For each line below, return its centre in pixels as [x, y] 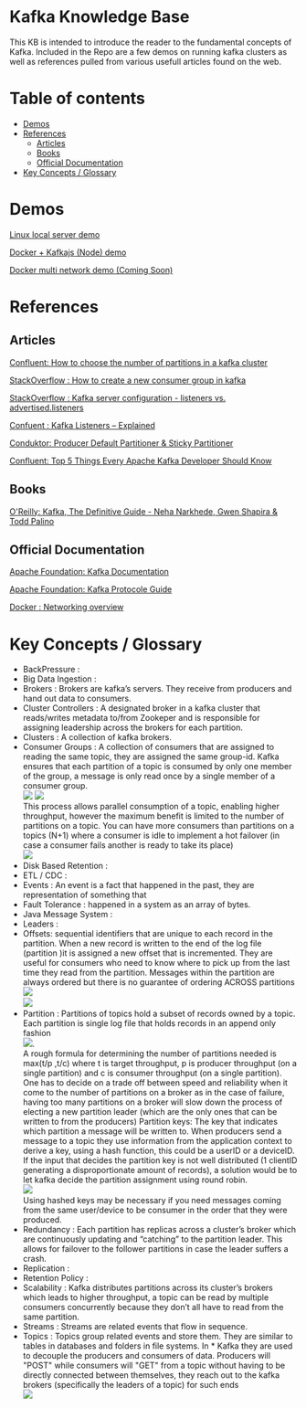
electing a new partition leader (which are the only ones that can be [150, 1112]
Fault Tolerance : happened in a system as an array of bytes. [137, 905]
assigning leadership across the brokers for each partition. [133, 727]
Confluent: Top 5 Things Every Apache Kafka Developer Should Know [141, 461]
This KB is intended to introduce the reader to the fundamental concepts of [151, 42]
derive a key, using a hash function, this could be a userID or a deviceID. [158, 1151]
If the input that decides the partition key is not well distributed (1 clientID [160, 1160]
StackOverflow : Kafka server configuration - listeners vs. [118, 397]
